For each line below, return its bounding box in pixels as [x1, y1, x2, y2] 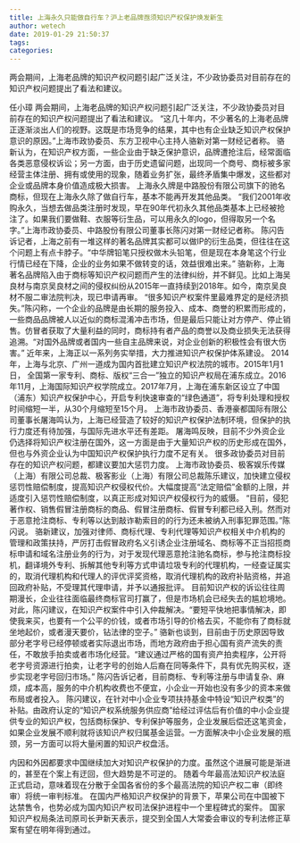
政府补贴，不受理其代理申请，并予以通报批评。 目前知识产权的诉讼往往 [16, 582, 278, 593]
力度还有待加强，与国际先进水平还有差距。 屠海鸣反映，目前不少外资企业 [16, 426, 286, 437]
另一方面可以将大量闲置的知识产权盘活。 [24, 739, 174, 749]
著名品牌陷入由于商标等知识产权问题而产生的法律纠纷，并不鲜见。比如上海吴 [9, 270, 291, 280]
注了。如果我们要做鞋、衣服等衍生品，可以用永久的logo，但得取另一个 [9, 213, 268, 224]
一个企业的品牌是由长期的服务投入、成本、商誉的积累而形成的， [55, 303, 291, 313]
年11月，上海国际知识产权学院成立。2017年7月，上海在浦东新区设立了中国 [9, 381, 280, 392]
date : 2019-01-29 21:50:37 [9, 29, 110, 38]
